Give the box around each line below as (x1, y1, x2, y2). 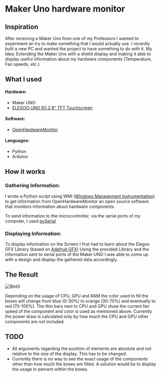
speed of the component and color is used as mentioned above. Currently (5, 308, 152, 314)
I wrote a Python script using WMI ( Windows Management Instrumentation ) (5, 193, 155, 199)
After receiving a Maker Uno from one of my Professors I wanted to (5, 35, 139, 41)
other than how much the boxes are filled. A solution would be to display (12, 361, 156, 367)
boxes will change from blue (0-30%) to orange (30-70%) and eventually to (5, 298, 156, 304)
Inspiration (5, 23, 39, 31)
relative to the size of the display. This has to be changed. (12, 350, 127, 357)
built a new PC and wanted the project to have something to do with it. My (5, 46, 152, 51)
